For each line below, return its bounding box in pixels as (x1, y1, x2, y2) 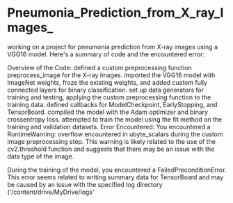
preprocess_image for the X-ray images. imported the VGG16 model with (7, 71, 216, 79)
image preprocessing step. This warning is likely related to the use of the (7, 137, 216, 145)
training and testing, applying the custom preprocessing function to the (7, 92, 211, 101)
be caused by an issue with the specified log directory (7, 180, 163, 188)
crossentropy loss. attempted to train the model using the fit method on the (7, 115, 223, 123)
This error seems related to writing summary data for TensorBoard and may (7, 172, 224, 181)
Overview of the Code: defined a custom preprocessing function (7, 63, 193, 72)
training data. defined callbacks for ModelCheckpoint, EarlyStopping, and (7, 100, 218, 108)
